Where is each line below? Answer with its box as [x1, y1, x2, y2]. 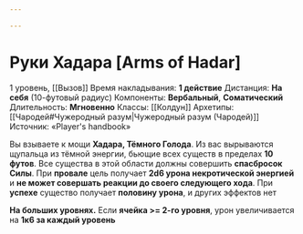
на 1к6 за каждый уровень [9, 214, 116, 225]
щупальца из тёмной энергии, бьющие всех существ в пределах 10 [9, 148, 274, 159]
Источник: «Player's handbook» [9, 120, 131, 132]
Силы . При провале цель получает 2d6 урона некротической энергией [9, 168, 295, 178]
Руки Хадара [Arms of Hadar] [9, 52, 242, 73]
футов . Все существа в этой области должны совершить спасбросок [9, 158, 283, 168]
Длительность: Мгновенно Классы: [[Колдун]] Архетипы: [9, 101, 235, 112]
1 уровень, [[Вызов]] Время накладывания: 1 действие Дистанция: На [9, 82, 283, 93]
